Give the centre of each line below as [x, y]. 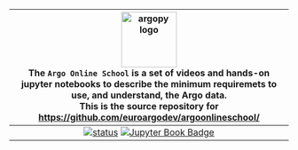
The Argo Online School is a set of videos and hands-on [149, 73]
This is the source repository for [149, 106]
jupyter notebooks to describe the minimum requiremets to [149, 84]
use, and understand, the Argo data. [149, 95]
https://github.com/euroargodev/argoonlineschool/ [149, 117]
